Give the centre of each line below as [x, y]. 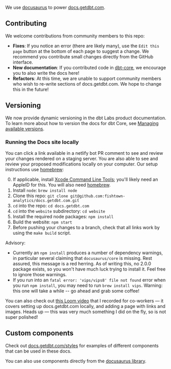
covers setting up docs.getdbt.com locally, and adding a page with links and [86, 306]
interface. [23, 62]
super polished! [22, 317]
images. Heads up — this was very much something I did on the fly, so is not [86, 312]
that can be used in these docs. [38, 351]
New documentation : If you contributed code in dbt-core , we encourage [89, 67]
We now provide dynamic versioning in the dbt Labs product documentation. [86, 118]
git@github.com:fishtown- [98, 196]
